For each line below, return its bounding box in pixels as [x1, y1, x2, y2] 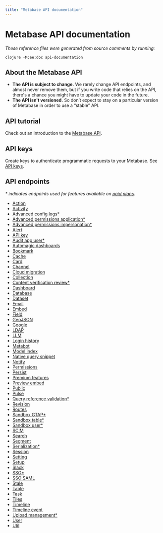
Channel [12, 264, 30, 269]
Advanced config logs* [12, 211, 60, 217]
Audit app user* [12, 237, 45, 243]
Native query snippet [12, 354, 55, 359]
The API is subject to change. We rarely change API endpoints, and [12, 82, 151, 88]
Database [12, 290, 32, 296]
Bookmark [12, 248, 34, 254]
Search [12, 433, 27, 439]
